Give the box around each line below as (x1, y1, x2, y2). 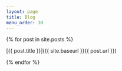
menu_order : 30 (6, 20, 44, 25)
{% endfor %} (6, 59, 40, 66)
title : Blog (6, 14, 35, 20)
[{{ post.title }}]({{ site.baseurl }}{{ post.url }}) (6, 47, 117, 54)
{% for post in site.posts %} (6, 36, 74, 43)
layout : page (6, 8, 38, 15)
